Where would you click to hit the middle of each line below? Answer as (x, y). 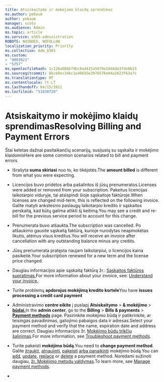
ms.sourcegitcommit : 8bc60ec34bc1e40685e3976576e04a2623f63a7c (71, 73)
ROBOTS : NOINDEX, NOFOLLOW (33, 42)
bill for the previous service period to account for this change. (74, 216)
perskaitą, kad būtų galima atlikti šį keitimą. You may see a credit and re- (84, 211)
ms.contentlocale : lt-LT (30, 82)
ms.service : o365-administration (39, 37)
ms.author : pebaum (24, 14)
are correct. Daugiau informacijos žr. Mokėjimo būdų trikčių (72, 331)
